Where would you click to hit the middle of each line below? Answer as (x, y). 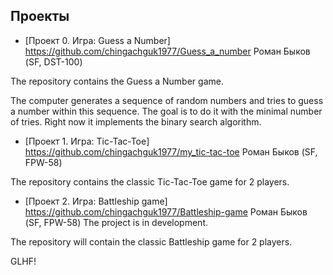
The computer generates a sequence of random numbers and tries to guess (167, 100)
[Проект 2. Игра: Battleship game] (96, 201)
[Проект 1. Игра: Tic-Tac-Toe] (87, 141)
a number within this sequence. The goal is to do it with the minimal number (166, 111)
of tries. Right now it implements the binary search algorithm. (136, 121)
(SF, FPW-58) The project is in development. (116, 222)
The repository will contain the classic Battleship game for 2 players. (151, 241)
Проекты (40, 16)
